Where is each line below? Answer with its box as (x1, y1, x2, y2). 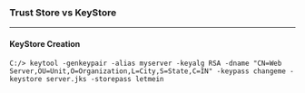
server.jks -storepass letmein (45, 74, 165, 83)
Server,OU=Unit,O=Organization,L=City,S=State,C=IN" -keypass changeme (9, 66, 286, 76)
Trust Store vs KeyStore (9, 6, 117, 19)
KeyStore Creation (9, 38, 81, 49)
